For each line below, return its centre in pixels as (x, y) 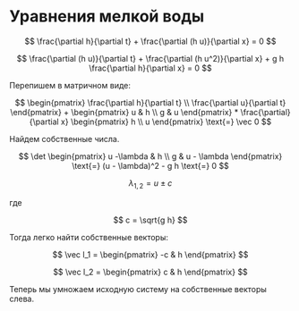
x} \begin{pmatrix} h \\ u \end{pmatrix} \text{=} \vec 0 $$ (167, 122)
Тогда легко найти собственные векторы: (89, 237)
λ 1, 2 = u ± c (150, 184)
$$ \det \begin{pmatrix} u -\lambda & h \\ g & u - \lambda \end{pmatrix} (150, 156)
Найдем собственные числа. (64, 139)
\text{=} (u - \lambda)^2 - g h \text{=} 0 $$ (150, 165)
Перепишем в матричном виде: (70, 85)
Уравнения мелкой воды (107, 17)
